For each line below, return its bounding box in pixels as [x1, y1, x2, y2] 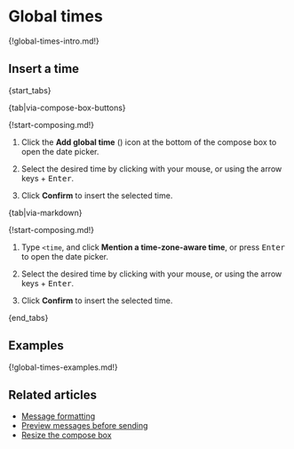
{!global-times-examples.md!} [8, 362, 118, 373]
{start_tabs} [8, 84, 52, 95]
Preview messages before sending [20, 421, 148, 431]
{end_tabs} [8, 312, 49, 323]
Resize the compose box [20, 429, 112, 441]
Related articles [8, 387, 97, 402]
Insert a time [8, 61, 80, 76]
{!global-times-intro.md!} [8, 36, 99, 46]
